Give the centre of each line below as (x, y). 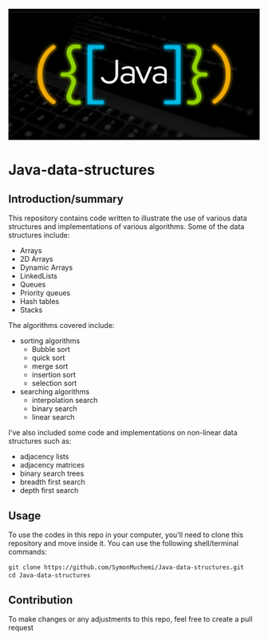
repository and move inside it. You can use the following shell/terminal (124, 543)
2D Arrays (36, 259)
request (21, 627)
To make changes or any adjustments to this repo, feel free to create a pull (130, 618)
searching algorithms (55, 392)
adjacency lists (44, 456)
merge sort (50, 366)
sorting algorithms (50, 341)
